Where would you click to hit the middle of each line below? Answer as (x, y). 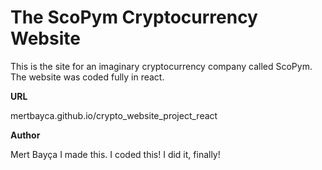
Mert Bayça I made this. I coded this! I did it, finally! (115, 154)
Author (25, 135)
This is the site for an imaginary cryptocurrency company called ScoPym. (161, 66)
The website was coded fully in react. (87, 77)
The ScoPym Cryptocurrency (134, 17)
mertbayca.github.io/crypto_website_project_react (114, 115)
